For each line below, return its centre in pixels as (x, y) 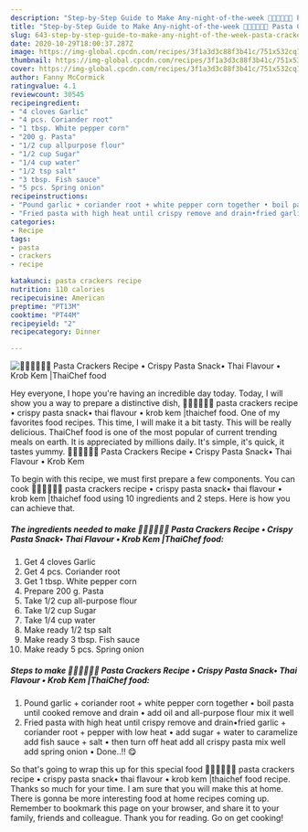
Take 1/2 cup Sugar (60, 611)
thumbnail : (31, 60)
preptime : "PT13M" (45, 306)
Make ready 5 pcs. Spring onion (84, 649)
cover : (23, 69)
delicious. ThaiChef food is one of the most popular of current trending (144, 432)
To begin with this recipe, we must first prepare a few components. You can (153, 479)
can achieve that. (43, 508)
